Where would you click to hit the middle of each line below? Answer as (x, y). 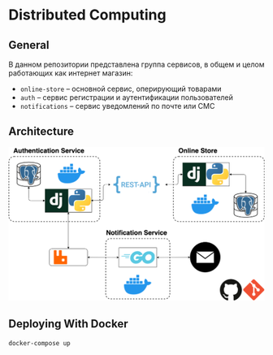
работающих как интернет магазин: (71, 73)
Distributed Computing (87, 15)
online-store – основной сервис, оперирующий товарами (121, 89)
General (29, 45)
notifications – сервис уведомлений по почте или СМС (117, 106)
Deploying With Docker (68, 324)
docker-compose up (39, 344)
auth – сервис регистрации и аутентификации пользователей (127, 97)
